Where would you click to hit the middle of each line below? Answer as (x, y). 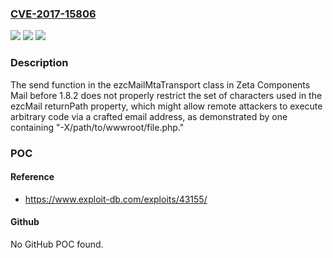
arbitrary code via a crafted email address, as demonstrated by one (149, 116)
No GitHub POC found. (57, 244)
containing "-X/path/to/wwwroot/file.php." (97, 127)
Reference (32, 177)
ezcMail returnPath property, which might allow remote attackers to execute (166, 106)
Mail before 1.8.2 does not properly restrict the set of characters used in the (166, 95)
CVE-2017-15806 (53, 14)
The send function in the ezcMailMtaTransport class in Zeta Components (160, 84)
